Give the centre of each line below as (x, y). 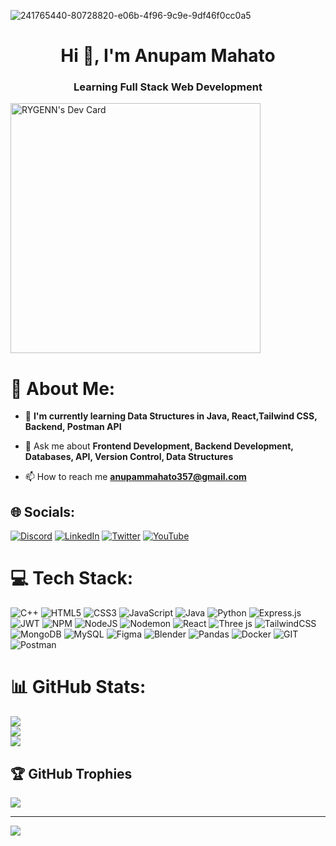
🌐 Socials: (43, 511)
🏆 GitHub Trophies (71, 773)
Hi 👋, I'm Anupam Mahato (168, 56)
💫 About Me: (63, 388)
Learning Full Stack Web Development (168, 87)
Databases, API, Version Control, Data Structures (129, 457)
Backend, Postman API (73, 427)
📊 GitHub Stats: (78, 687)
